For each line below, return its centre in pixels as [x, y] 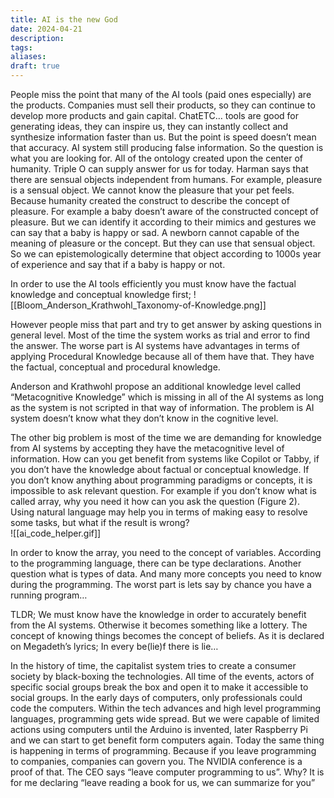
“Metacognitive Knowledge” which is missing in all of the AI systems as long [167, 397]
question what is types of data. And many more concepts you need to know [166, 574]
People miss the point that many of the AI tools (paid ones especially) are [161, 94]
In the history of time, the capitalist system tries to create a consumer [153, 665]
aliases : [28, 57]
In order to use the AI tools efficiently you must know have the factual [153, 284]
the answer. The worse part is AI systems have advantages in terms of [155, 345]
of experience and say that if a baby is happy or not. [118, 264]
